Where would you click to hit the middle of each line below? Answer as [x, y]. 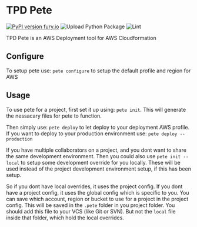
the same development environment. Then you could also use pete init [94, 156]
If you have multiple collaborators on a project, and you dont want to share [96, 150]
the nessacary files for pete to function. [54, 116]
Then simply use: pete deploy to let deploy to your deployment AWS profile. [98, 127]
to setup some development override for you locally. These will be [100, 162]
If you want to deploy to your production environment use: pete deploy [92, 133]
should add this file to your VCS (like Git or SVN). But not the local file [91, 211]
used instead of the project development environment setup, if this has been [98, 169]
